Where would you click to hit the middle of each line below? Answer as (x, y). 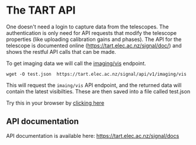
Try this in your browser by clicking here (55, 103)
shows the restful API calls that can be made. (61, 51)
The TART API (41, 10)
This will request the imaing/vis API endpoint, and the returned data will (94, 85)
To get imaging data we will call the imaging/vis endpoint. (76, 63)
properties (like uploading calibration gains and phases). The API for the (94, 39)
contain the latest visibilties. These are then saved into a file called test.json (98, 91)
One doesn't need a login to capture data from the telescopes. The (87, 27)
